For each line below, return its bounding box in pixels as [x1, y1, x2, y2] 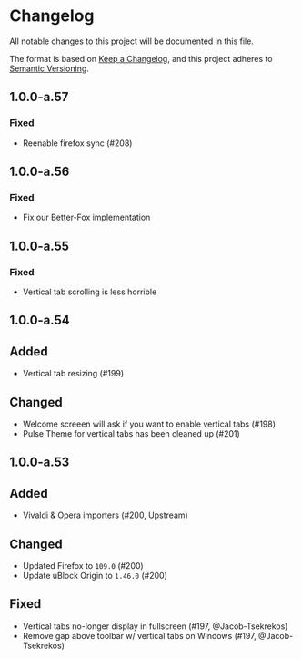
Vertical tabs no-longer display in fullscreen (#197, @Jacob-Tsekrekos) [22, 621, 288, 632]
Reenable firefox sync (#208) [22, 138, 133, 149]
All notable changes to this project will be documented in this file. [9, 36, 255, 46]
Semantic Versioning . [9, 63, 89, 74]
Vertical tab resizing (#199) [22, 368, 125, 379]
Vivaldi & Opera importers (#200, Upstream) [22, 510, 188, 520]
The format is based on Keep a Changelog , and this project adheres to [9, 53, 273, 64]
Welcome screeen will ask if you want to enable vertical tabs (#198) [22, 418, 276, 429]
